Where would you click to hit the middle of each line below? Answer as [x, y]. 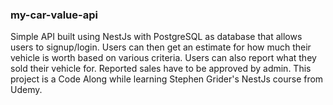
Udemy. [26, 90]
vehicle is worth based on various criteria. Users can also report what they [163, 58]
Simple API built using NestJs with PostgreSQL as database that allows [156, 37]
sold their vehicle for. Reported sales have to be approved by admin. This [161, 69]
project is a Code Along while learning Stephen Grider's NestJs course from [167, 79]
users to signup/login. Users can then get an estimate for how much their [161, 47]
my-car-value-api [54, 15]
